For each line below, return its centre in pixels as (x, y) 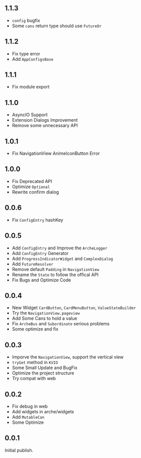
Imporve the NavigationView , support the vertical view (68, 357)
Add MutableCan (28, 417)
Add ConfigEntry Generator (40, 253)
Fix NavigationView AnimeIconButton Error (56, 153)
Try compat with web (34, 379)
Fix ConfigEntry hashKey (38, 220)
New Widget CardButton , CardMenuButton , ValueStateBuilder (74, 308)
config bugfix (26, 20)
